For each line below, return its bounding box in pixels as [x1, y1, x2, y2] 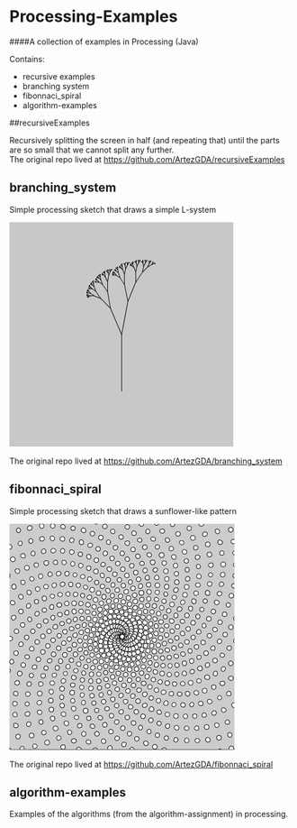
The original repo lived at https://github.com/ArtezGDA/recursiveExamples [9, 153, 285, 164]
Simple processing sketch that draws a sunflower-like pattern [9, 505, 237, 516]
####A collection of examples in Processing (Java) [9, 36, 200, 47]
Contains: [9, 53, 45, 64]
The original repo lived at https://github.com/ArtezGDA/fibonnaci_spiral [9, 759, 274, 769]
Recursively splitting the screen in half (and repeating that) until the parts [9, 134, 281, 145]
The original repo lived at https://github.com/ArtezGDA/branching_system [9, 455, 283, 466]
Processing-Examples [9, 6, 178, 27]
